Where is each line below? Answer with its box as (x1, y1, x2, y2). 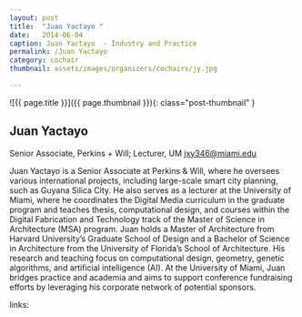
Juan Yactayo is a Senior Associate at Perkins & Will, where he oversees (9, 165, 280, 176)
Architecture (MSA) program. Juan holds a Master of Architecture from (9, 223, 275, 234)
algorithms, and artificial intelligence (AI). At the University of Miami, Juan (9, 261, 286, 273)
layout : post (9, 13, 59, 23)
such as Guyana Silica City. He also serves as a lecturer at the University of (9, 184, 292, 196)
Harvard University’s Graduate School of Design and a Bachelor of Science (9, 233, 290, 244)
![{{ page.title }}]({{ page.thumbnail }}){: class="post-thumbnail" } (9, 97, 256, 107)
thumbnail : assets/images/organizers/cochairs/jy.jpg (9, 65, 218, 74)
